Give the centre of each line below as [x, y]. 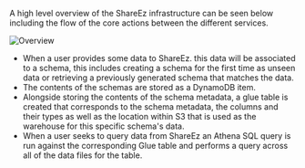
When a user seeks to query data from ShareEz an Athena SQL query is [157, 136]
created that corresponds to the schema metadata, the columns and [151, 107]
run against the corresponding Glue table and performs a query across [155, 146]
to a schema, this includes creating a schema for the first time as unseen [159, 68]
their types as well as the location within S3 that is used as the [139, 116]
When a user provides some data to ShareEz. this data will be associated [159, 58]
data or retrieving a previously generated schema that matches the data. [158, 78]
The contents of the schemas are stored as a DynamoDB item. [139, 87]
